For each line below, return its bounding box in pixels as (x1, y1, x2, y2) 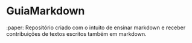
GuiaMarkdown (6, 4, 85, 18)
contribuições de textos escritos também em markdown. (6, 30, 147, 37)
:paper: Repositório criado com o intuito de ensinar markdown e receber (6, 24, 186, 31)
